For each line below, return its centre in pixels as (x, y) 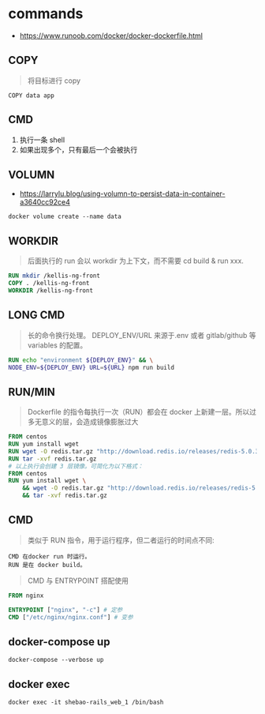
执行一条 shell (42, 140)
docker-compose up (59, 642)
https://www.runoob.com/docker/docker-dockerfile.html (111, 36)
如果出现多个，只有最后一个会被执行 (78, 149)
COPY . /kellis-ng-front (49, 284)
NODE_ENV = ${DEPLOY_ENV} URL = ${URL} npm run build (91, 367)
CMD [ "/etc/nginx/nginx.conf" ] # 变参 (71, 617)
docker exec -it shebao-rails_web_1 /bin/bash (86, 703)
